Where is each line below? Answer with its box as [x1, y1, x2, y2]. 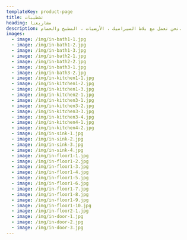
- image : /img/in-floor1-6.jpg [11, 180, 89, 186]
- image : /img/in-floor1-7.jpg [11, 186, 89, 192]
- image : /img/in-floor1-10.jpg [11, 202, 92, 208]
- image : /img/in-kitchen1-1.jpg [11, 75, 94, 81]
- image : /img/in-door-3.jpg [11, 225, 84, 230]
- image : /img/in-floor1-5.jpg [11, 175, 89, 181]
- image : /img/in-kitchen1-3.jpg [11, 86, 94, 92]
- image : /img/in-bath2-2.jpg [11, 58, 86, 64]
